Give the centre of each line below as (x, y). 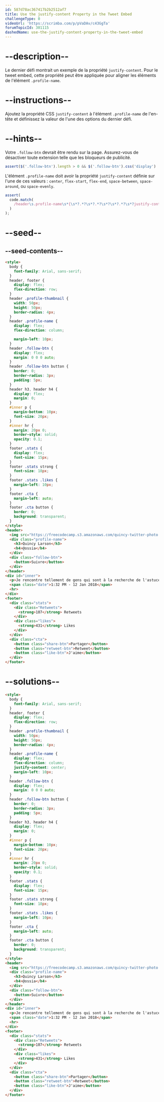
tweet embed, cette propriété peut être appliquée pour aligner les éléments (81, 75)
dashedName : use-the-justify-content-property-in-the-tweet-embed (74, 32)
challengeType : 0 (23, 19)
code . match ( (22, 200)
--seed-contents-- (34, 251)
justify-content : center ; (40, 767)
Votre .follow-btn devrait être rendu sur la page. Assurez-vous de (72, 152)
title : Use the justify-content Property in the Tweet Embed (69, 14)
